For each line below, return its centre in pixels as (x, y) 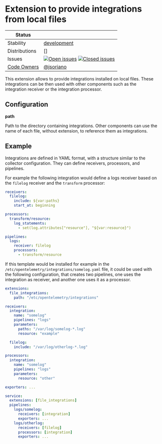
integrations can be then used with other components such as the (71, 84)
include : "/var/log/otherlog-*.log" (51, 347)
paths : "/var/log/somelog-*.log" (52, 329)
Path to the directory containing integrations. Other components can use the (81, 126)
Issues (15, 58)
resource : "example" (39, 333)
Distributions (22, 51)
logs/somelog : (28, 410)
